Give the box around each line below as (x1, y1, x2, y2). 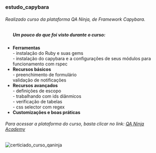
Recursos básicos (12, 66, 51, 72)
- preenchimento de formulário (12, 71, 77, 78)
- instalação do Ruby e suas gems (12, 50, 83, 56)
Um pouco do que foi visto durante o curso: (12, 32, 106, 38)
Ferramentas (12, 45, 40, 51)
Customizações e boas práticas (12, 109, 81, 115)
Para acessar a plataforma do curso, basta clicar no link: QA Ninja (5, 121, 144, 127)
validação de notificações (12, 77, 67, 83)
